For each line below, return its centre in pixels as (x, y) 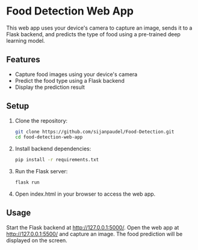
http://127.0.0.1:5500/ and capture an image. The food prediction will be (94, 234)
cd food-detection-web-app (49, 137)
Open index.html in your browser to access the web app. (85, 194)
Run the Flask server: (41, 171)
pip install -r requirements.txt (57, 160)
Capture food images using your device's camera (76, 74)
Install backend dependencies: (53, 149)
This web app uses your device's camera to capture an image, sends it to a (99, 28)
